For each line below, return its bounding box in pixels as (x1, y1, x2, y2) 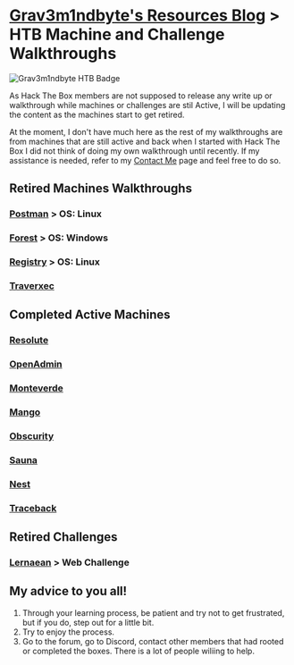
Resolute (9, 334, 49, 347)
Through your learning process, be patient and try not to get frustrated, (21, 607, 285, 618)
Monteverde (9, 382, 64, 394)
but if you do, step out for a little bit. (21, 617, 155, 627)
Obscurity (9, 430, 55, 442)
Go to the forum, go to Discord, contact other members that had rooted (21, 636, 284, 646)
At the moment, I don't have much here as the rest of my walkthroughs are (9, 126, 283, 137)
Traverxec (9, 280, 55, 292)
